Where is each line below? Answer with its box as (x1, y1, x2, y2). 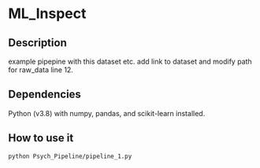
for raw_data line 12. (8, 65, 73, 75)
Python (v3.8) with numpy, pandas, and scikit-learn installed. (8, 108, 206, 118)
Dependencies (8, 88, 81, 101)
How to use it (8, 131, 74, 145)
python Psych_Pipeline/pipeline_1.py (8, 152, 132, 160)
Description (8, 36, 67, 49)
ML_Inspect (8, 5, 87, 23)
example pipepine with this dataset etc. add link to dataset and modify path (8, 57, 252, 66)
